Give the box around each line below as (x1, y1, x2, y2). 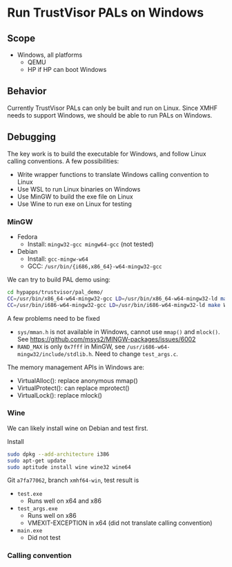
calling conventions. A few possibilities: (7, 157, 119, 165)
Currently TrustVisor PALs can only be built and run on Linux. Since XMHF (7, 104, 218, 112)
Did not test (27, 534, 61, 542)
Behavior (7, 85, 47, 97)
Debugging (7, 131, 57, 143)
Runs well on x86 (27, 512, 77, 520)
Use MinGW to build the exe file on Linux (17, 192, 133, 201)
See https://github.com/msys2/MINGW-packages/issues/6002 (17, 335, 196, 343)
